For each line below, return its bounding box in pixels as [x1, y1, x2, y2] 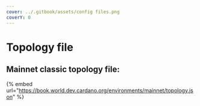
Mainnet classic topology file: [6, 64, 120, 75]
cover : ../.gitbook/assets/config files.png [6, 8, 120, 15]
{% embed [6, 80, 33, 87]
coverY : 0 [6, 14, 31, 20]
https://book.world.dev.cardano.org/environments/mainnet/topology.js [18, 87, 194, 94]
